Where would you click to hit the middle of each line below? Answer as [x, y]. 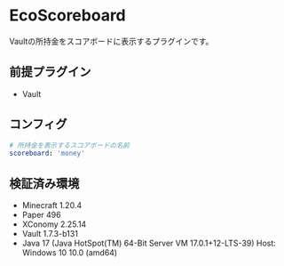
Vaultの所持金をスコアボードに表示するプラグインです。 [111, 41]
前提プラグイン [50, 72]
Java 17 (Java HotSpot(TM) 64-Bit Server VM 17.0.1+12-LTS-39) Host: [149, 243]
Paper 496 [41, 215]
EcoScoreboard [67, 16]
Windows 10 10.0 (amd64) [70, 253]
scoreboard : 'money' [47, 153]
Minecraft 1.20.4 [52, 206]
